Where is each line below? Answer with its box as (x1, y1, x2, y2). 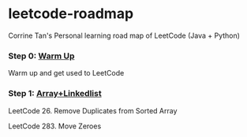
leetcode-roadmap (8, 5, 134, 23)
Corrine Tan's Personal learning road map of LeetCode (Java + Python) (8, 31, 241, 40)
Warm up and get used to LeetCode (8, 68, 125, 78)
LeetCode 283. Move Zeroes (8, 121, 102, 131)
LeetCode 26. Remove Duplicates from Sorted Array (8, 106, 178, 115)
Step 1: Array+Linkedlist (8, 88, 102, 99)
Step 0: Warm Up (8, 50, 75, 61)
